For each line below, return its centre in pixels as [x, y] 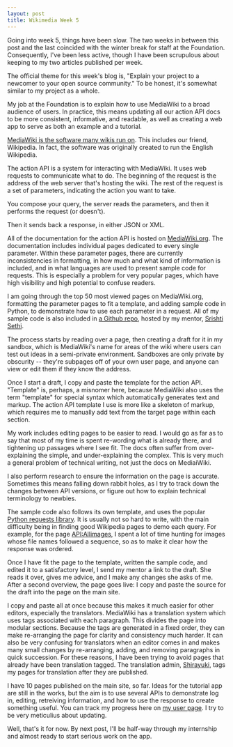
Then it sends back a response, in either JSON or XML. [86, 224]
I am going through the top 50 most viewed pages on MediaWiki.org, [105, 296]
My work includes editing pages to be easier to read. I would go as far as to [115, 433]
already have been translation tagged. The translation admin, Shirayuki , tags [116, 664]
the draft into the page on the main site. [64, 592]
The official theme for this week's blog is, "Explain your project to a [103, 76]
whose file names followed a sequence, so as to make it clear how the [108, 541]
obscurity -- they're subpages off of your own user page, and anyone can [113, 361]
